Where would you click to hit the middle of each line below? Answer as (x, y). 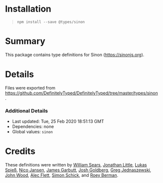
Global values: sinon (32, 132)
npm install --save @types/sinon (51, 22)
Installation (28, 9)
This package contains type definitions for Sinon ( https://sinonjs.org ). (75, 55)
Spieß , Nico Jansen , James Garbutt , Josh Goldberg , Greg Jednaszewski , (78, 170)
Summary (25, 41)
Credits (20, 151)
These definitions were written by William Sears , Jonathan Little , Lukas (76, 165)
